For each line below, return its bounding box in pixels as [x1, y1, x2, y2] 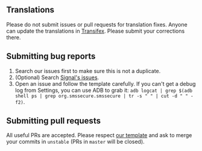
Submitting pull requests [6, 116, 101, 126]
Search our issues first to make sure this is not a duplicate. [14, 67, 161, 74]
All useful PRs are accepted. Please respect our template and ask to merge [6, 132, 192, 139]
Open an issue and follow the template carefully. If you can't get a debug [14, 80, 196, 87]
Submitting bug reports [6, 51, 96, 62]
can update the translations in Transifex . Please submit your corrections [6, 27, 185, 34]
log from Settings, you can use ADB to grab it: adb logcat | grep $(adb [14, 86, 193, 94]
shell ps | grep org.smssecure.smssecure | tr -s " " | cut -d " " [14, 93, 188, 99]
